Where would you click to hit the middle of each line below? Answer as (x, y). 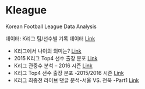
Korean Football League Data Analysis (51, 26)
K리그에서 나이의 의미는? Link (48, 51)
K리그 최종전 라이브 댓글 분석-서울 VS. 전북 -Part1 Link (76, 80)
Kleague (26, 10)
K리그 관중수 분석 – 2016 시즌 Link (53, 66)
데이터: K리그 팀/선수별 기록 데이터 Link (50, 38)
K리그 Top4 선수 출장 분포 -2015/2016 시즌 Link (69, 73)
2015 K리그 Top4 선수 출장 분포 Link (56, 58)
